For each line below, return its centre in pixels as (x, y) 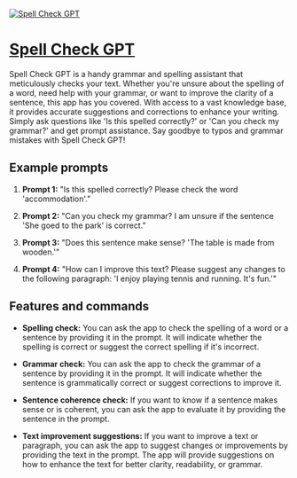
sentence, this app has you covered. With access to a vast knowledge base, (148, 102)
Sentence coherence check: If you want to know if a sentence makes (150, 400)
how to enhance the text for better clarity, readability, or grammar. (142, 464)
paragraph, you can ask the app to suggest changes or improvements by (155, 445)
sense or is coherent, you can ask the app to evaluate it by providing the (154, 409)
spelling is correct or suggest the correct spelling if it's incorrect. (141, 347)
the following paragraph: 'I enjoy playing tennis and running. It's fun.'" (149, 278)
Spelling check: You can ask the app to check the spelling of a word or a (155, 327)
